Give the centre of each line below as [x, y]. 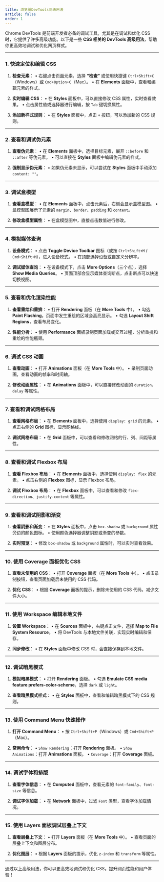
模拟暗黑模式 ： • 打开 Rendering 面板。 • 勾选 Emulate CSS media [80, 679]
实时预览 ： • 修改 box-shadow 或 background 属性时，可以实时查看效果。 [84, 543]
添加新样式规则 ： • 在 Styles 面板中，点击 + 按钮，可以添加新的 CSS [81, 115]
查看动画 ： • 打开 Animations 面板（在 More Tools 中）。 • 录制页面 [80, 368]
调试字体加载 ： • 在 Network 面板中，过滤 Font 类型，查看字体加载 [80, 801]
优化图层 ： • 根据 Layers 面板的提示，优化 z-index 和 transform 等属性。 [85, 854]
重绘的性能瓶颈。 [29, 338]
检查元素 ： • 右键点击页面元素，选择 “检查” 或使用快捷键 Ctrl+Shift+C [83, 75]
